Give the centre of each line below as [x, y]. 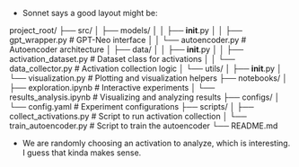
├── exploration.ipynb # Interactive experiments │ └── [112, 88]
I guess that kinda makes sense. [82, 153]
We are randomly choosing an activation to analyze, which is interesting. [156, 143]
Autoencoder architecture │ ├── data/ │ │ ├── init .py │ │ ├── [127, 49]
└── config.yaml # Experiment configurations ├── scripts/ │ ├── [132, 106]
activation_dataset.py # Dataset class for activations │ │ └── [123, 59]
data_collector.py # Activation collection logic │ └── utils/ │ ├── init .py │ [146, 68]
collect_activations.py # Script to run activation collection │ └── [128, 116]
